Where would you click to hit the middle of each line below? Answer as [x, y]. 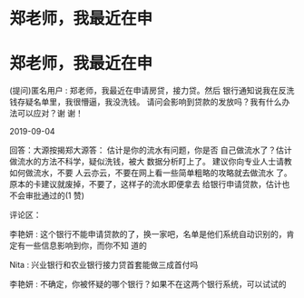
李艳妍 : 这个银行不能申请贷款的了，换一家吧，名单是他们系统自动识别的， [148, 234]
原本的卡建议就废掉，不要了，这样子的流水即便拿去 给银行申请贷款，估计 [146, 184]
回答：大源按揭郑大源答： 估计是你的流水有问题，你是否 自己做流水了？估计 [151, 150]
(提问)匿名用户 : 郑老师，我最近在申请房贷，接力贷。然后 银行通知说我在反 [148, 91]
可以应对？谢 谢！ [50, 114]
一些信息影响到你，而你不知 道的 [86, 245]
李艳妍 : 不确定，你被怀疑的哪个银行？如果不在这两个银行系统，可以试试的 [148, 284]
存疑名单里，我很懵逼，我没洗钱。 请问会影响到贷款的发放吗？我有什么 [149, 102]
